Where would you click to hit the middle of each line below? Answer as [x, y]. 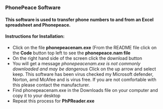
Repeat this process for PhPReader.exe [53, 101]
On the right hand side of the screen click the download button [77, 58]
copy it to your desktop [36, 95]
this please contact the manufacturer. [51, 85]
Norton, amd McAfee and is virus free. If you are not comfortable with [84, 79]
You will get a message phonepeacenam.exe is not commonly [76, 63]
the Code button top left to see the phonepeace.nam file [71, 53]
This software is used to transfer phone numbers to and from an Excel [79, 20]
